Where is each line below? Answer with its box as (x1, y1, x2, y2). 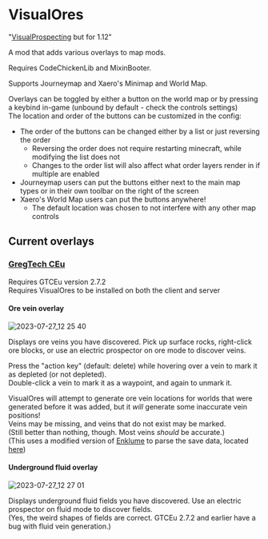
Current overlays (8, 234, 94, 249)
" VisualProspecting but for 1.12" (8, 32, 112, 42)
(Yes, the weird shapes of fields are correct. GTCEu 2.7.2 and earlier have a (8, 513, 256, 523)
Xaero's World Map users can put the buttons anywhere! (19, 194, 206, 204)
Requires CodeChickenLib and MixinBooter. (8, 62, 152, 73)
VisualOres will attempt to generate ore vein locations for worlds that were (8, 393, 253, 403)
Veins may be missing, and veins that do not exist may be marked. (8, 418, 226, 429)
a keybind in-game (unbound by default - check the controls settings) (8, 102, 238, 112)
